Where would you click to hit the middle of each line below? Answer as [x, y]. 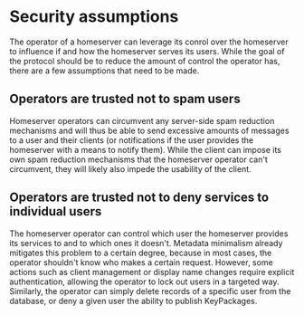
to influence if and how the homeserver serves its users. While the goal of [147, 51]
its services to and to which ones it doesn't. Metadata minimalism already [146, 243]
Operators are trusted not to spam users [125, 99]
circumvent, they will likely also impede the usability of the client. [130, 168]
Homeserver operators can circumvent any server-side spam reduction [142, 120]
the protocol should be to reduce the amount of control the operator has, [145, 61]
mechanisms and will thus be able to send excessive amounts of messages [149, 130]
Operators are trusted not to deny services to [139, 198]
